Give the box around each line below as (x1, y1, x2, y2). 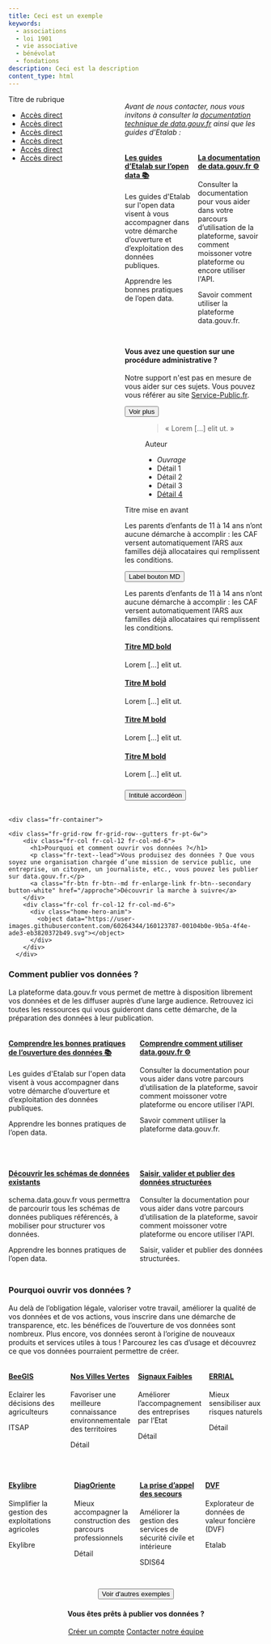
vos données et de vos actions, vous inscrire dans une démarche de (8, 1311, 236, 1321)
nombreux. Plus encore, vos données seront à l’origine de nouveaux (8, 1329, 235, 1339)
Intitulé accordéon (129, 791, 183, 800)
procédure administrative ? (125, 355, 218, 364)
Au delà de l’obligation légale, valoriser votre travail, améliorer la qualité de (8, 1303, 256, 1313)
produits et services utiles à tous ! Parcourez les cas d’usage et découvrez (8, 1337, 256, 1347)
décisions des (8, 1398, 55, 1408)
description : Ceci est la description (8, 65, 139, 73)
